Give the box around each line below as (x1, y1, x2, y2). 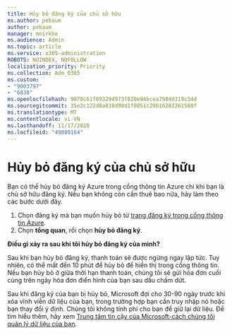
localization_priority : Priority (7, 63, 106, 70)
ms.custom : (7, 76, 39, 83)
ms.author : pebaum (7, 17, 61, 24)
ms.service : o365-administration (7, 50, 106, 57)
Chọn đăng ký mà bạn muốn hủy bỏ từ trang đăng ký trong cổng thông (17, 211, 224, 220)
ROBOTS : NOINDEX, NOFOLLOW (7, 57, 87, 64)
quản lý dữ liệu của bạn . (7, 319, 78, 329)
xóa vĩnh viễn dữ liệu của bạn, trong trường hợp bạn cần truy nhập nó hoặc (7, 298, 225, 306)
